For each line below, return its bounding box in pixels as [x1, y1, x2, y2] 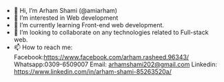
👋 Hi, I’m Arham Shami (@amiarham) [13, 7, 118, 14]
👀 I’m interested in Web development [13, 14, 119, 22]
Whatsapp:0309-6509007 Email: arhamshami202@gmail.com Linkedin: [13, 60, 217, 68]
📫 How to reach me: [13, 43, 73, 51]
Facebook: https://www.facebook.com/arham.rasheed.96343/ [13, 53, 190, 61]
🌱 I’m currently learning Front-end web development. [13, 21, 164, 29]
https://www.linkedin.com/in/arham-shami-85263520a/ [13, 68, 172, 75]
